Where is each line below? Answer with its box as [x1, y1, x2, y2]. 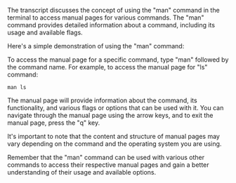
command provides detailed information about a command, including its [7, 21, 216, 29]
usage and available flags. [7, 28, 83, 36]
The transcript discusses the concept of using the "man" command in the [7, 6, 220, 14]
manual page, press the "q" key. [7, 118, 100, 127]
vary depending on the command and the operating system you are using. [7, 140, 222, 148]
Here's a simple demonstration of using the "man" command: [7, 42, 185, 50]
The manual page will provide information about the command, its [7, 96, 198, 104]
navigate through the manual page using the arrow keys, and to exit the [7, 111, 214, 119]
